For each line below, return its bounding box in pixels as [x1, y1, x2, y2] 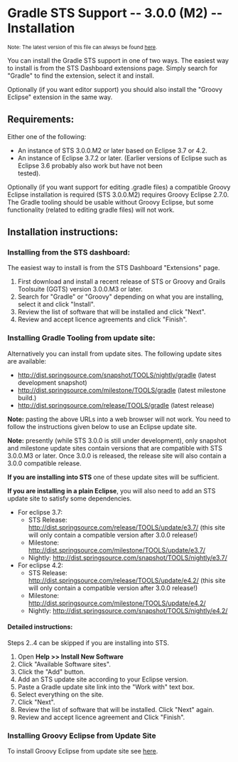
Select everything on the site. [17, 690, 104, 699]
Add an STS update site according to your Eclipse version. [17, 675, 188, 684]
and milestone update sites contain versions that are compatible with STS [7, 443, 222, 452]
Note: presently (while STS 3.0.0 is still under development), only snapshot [7, 436, 227, 445]
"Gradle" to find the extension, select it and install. [7, 71, 155, 80]
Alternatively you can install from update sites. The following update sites [7, 349, 222, 358]
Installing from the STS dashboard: [7, 247, 130, 257]
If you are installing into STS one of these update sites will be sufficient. [7, 473, 220, 481]
